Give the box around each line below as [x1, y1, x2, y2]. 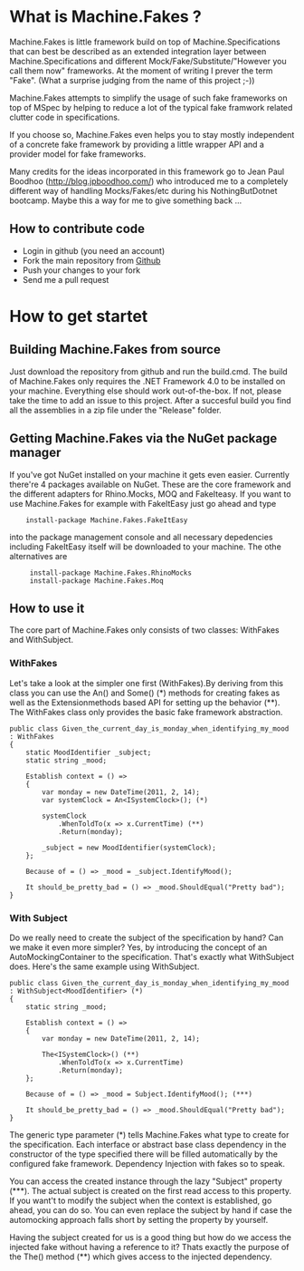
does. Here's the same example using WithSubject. [9, 961, 200, 972]
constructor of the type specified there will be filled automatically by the [9, 1149, 279, 1159]
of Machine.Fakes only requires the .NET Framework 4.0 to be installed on [9, 375, 286, 386]
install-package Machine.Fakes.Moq [29, 576, 165, 586]
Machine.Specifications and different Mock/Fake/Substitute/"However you [9, 55, 287, 66]
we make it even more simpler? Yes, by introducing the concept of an [9, 941, 268, 953]
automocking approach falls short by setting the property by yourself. [9, 1214, 269, 1225]
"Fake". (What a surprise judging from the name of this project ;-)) [9, 74, 255, 85]
